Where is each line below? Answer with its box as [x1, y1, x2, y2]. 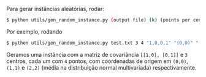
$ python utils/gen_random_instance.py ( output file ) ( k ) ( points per [6, 17, 191, 23]
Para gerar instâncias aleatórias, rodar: [6, 5, 104, 12]
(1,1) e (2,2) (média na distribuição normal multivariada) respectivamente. [6, 64, 197, 71]
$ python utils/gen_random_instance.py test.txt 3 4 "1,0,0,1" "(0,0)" [6, 40, 193, 46]
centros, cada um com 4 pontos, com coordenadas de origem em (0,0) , [6, 57, 188, 65]
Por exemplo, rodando [6, 28, 63, 35]
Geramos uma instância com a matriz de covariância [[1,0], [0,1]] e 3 [6, 51, 188, 58]
